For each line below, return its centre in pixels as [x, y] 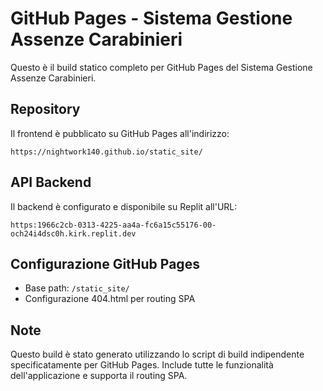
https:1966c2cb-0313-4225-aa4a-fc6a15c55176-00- [113, 225]
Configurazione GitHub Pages [105, 263]
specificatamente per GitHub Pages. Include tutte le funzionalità [142, 365]
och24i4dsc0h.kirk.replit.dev [73, 233]
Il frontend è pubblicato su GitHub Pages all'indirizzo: [120, 133]
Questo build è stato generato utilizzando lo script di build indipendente [157, 354]
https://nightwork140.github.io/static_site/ [106, 152]
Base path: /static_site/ [77, 288]
